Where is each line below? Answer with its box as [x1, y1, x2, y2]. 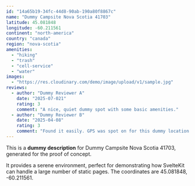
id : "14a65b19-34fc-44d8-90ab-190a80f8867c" [6, 8, 116, 15]
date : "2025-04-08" [16, 118, 64, 123]
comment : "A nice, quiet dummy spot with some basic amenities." [16, 106, 179, 112]
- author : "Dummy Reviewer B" [11, 112, 85, 118]
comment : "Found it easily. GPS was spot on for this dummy [16, 128, 166, 135]
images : [6, 74, 25, 80]
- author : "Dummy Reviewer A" [11, 90, 85, 96]
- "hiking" [11, 52, 38, 58]
